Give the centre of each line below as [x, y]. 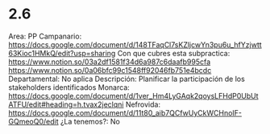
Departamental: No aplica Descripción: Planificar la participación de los [127, 79]
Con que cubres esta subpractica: [174, 53]
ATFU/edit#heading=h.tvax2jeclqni [66, 104]
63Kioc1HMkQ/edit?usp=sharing [62, 53]
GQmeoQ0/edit [33, 121]
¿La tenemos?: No [90, 121]
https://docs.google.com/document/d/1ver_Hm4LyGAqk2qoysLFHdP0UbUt [133, 95]
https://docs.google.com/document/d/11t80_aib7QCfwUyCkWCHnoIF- [125, 112]
